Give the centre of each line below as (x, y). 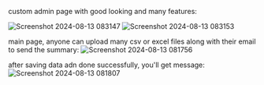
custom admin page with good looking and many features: (102, 11)
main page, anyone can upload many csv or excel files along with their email (132, 41)
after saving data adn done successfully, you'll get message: (106, 65)
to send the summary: (44, 50)
